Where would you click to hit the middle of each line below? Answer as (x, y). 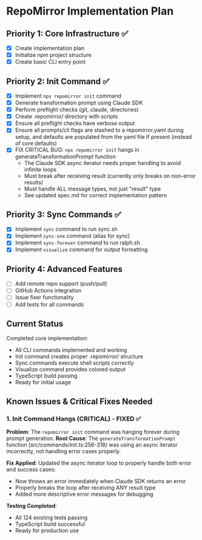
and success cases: (31, 470)
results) (34, 183)
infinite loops (40, 170)
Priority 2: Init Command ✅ (58, 81)
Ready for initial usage (43, 382)
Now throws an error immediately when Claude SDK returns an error (100, 481)
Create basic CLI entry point (50, 62)
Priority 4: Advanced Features (65, 269)
